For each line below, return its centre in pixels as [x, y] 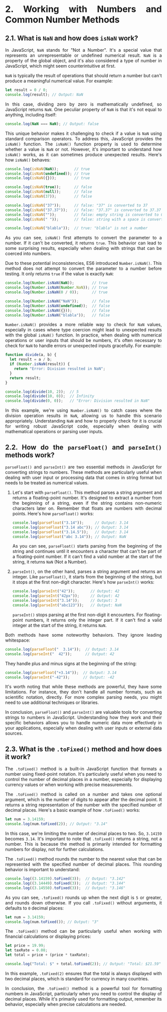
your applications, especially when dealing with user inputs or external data [83, 728]
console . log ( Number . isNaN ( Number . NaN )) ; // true [56, 288]
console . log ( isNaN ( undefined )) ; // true [48, 173]
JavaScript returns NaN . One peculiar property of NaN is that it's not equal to [83, 109]
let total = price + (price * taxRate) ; [48, 955]
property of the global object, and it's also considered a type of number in [83, 60]
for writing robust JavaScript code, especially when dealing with [83, 426]
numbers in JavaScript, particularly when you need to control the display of [83, 994]
